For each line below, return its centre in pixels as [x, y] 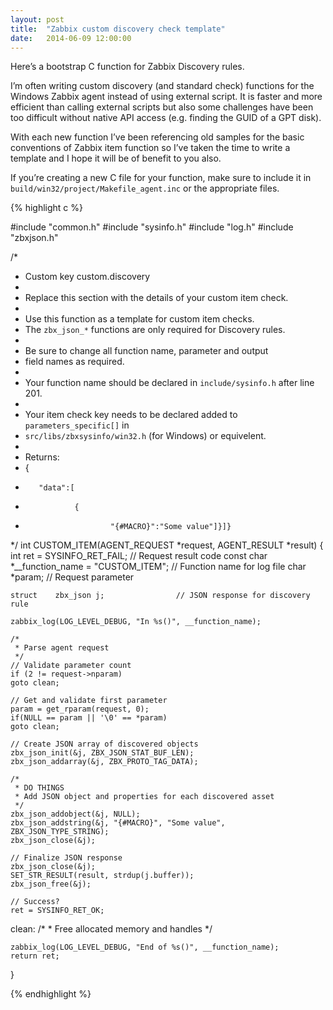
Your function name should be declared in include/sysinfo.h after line [169, 383]
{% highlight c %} [46, 208]
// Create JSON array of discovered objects [104, 744]
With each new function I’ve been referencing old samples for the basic [157, 137]
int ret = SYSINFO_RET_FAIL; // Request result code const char [139, 556]
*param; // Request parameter [72, 577]
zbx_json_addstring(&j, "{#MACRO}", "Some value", [118, 823]
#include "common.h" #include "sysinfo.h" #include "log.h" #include [152, 227]
